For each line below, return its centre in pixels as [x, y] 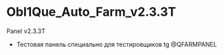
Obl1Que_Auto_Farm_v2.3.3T [91, 12]
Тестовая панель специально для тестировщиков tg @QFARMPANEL [116, 44]
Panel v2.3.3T [26, 31]
